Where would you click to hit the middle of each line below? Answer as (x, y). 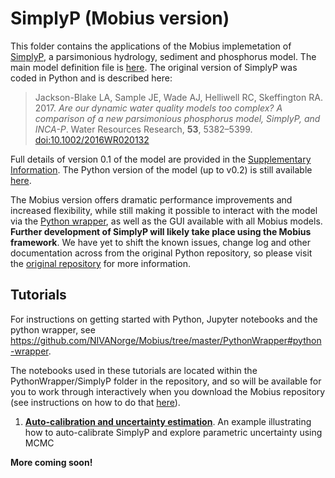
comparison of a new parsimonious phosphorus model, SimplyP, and (177, 118)
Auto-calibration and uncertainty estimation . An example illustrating (168, 421)
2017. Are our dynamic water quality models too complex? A (158, 108)
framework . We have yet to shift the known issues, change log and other (161, 242)
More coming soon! (51, 462)
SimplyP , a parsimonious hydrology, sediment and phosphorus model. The (163, 56)
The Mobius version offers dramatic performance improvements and (151, 199)
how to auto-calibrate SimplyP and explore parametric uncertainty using (173, 432)
